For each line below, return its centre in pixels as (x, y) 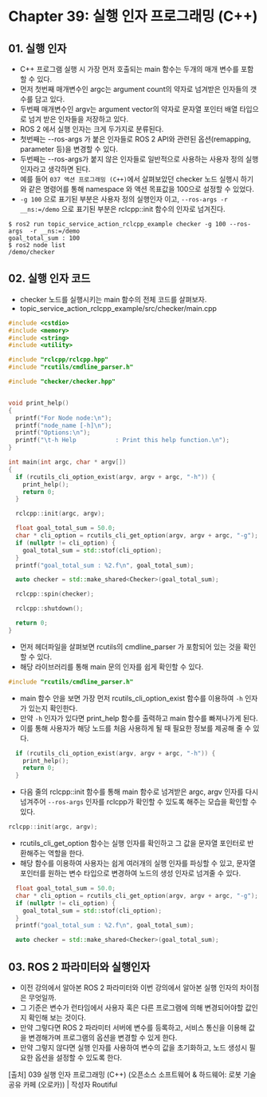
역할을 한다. (66, 853)
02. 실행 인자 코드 (49, 279)
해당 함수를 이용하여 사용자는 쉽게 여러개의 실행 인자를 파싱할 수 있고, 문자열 (138, 864)
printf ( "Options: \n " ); (53, 433)
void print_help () (39, 403)
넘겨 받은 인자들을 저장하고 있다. (79, 119)
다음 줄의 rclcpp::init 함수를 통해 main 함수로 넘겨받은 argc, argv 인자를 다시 (139, 792)
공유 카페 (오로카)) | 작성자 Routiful (63, 1085)
